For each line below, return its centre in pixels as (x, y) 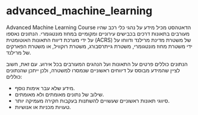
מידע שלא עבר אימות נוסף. (45, 88)
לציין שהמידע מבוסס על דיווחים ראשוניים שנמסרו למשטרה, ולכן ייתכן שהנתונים (93, 70)
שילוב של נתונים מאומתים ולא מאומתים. (59, 94)
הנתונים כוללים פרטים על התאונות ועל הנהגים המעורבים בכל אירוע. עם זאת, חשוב (97, 64)
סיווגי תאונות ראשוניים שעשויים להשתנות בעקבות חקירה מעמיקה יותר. (92, 100)
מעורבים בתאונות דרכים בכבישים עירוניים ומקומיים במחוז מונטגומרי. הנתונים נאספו (98, 33)
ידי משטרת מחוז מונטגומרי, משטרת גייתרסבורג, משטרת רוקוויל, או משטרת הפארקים (99, 46)
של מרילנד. (19, 52)
